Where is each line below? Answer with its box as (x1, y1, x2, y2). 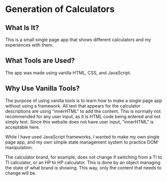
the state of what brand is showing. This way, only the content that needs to (5, 164, 161, 170)
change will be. (5, 170, 36, 176)
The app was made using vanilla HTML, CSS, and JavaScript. (5, 69, 131, 75)
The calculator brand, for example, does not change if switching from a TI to (5, 154, 162, 160)
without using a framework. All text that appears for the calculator (5, 102, 141, 108)
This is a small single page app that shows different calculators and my (5, 36, 151, 42)
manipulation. (5, 144, 33, 150)
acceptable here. (5, 124, 40, 130)
